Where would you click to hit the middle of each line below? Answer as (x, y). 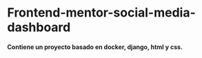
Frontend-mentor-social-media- (102, 13)
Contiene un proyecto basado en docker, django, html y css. (95, 47)
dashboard (39, 27)
